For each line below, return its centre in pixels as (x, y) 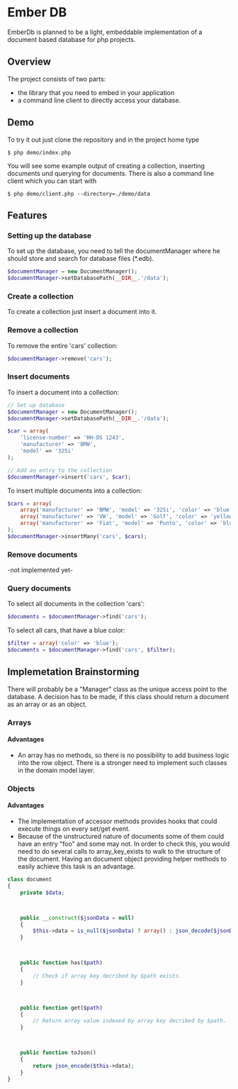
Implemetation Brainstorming (73, 672)
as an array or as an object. (47, 704)
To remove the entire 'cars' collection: (63, 345)
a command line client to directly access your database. (99, 100)
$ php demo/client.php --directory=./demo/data (79, 194)
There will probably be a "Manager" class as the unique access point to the (117, 689)
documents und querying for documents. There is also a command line (111, 173)
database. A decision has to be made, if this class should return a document (118, 696)
